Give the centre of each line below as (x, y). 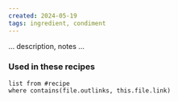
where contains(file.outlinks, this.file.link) (90, 90)
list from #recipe (39, 84)
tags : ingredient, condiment (57, 23)
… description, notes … (46, 46)
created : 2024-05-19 (43, 16)
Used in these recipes (52, 67)
